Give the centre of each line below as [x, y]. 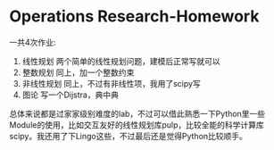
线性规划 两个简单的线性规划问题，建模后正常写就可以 [121, 61]
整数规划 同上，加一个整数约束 [78, 72]
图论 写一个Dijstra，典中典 [70, 95]
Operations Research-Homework [134, 17]
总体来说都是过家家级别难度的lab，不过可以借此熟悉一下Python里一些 [137, 113]
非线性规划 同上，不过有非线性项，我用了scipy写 [111, 83]
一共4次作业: [33, 42]
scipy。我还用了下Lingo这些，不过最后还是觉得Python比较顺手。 [129, 136]
